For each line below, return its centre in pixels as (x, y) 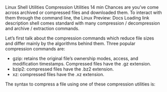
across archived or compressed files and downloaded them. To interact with (84, 12)
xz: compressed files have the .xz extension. (58, 74)
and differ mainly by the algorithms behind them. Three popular (70, 43)
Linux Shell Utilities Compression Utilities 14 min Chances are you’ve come (82, 7)
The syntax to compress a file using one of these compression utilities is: (80, 84)
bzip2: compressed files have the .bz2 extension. (63, 69)
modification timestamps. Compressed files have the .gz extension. (82, 64)
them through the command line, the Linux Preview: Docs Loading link (77, 18)
